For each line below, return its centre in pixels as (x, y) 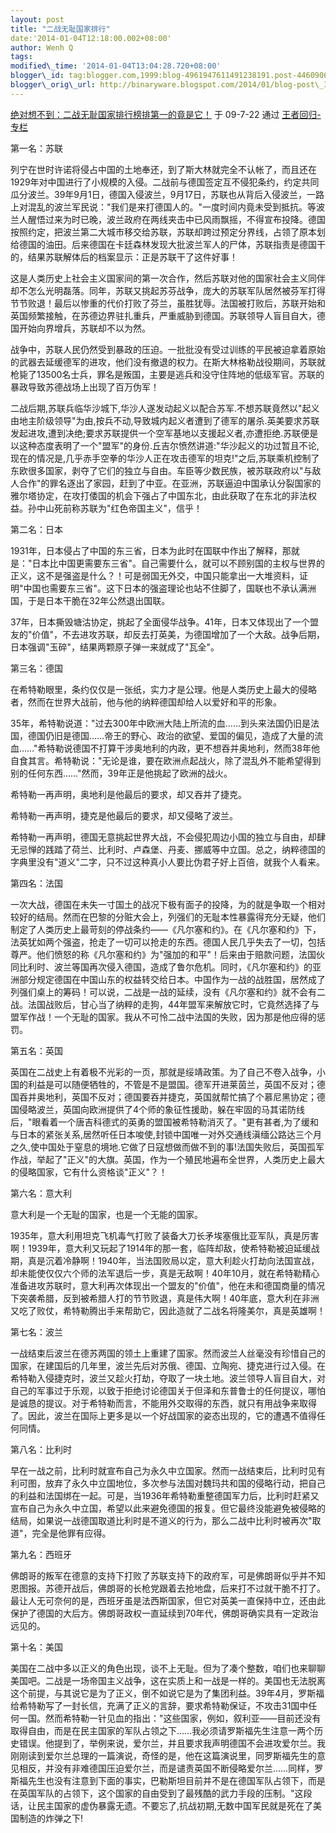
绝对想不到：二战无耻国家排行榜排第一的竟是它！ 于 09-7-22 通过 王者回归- (166, 114)
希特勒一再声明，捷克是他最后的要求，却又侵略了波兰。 (124, 815)
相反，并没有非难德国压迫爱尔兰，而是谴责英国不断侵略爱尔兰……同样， (166, 1768)
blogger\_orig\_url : (53, 85)
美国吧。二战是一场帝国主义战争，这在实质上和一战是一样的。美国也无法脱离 (168, 1680)
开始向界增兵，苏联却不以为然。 (84, 328)
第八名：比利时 (41, 1449)
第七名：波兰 (36, 1332)
